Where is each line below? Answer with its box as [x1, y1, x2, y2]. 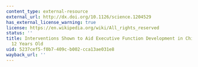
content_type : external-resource [6, 8, 88, 15]
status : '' [6, 30, 33, 36]
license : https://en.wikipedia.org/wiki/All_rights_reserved [6, 24, 160, 31]
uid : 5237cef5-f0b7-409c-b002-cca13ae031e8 [6, 47, 115, 52]
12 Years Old [11, 41, 44, 47]
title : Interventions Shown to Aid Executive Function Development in [6, 36, 183, 41]
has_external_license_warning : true [6, 19, 96, 25]
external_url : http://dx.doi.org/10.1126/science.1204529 [6, 14, 151, 20]
